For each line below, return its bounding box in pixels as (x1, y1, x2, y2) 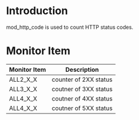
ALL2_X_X (9, 75, 37, 84)
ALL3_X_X (9, 85, 37, 93)
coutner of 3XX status (51, 85, 113, 93)
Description (65, 65, 99, 74)
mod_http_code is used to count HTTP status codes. (6, 24, 134, 31)
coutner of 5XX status (51, 104, 113, 112)
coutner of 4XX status (51, 94, 113, 102)
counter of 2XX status (51, 75, 113, 84)
